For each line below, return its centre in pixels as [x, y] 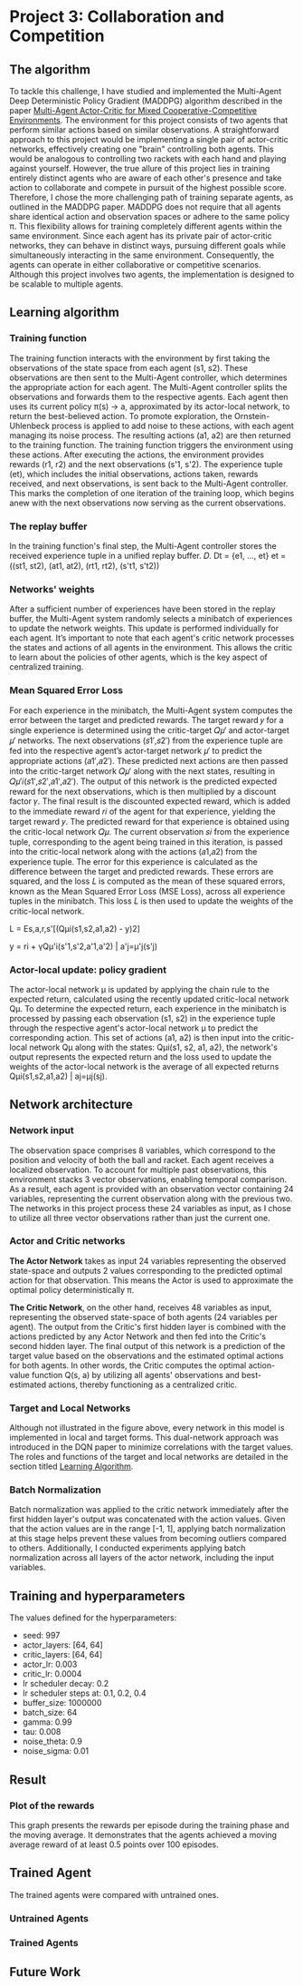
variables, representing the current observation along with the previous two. [151, 1198]
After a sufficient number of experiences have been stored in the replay [142, 609]
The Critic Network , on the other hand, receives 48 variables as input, [141, 1307]
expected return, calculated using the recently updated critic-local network [149, 999]
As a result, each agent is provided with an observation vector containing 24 [151, 1189]
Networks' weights [52, 589]
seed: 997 [41, 1636]
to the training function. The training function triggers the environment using [151, 445]
